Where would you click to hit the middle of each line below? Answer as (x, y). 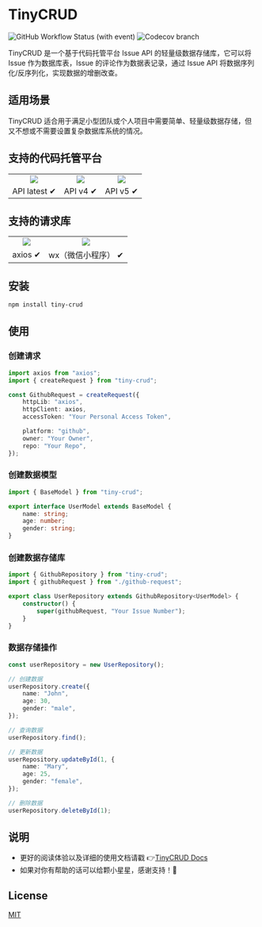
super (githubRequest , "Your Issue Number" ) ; (111, 611)
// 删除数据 (26, 803)
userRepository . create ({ (49, 687)
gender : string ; (49, 529)
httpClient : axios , (55, 410)
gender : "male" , (49, 709)
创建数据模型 (33, 475)
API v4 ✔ (80, 190)
